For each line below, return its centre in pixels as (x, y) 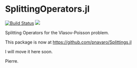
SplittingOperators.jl (47, 9)
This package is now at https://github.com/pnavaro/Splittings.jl (68, 42)
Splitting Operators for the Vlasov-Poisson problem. (57, 32)
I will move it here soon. (29, 51)
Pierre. (12, 61)
